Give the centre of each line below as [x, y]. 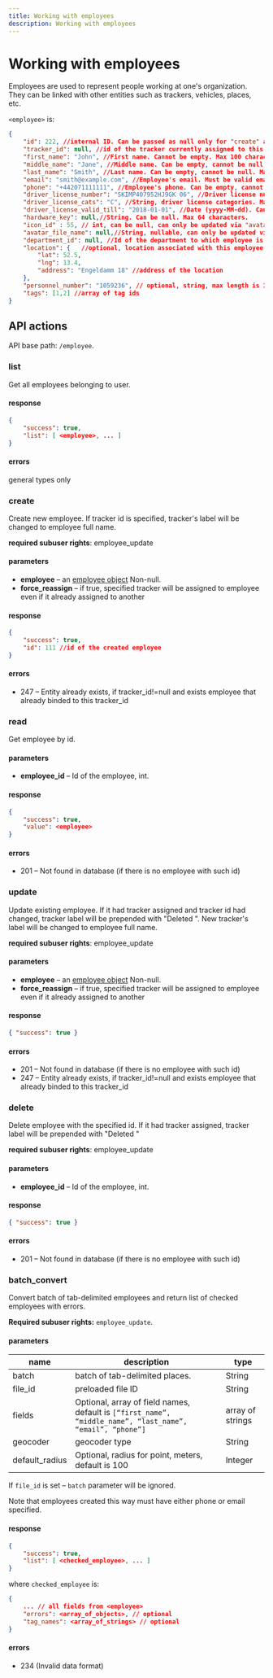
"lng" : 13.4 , [60, 263]
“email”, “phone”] [110, 1430]
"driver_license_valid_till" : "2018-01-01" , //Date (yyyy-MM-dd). [138, 210]
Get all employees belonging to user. [70, 384]
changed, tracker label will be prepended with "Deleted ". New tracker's [129, 918]
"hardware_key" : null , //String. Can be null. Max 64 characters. [136, 218]
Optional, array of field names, [133, 1402]
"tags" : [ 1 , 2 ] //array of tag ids [81, 293]
